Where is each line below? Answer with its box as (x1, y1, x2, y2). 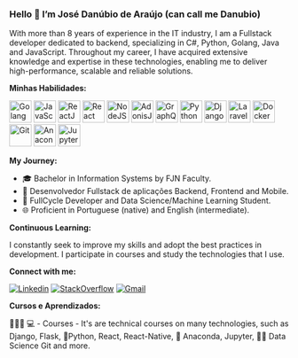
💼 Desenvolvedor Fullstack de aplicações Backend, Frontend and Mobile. (21, 186, 289, 197)
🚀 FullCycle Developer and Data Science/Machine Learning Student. (21, 195, 271, 206)
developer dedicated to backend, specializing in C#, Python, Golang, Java (9, 37, 279, 48)
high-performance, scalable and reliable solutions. (9, 66, 193, 76)
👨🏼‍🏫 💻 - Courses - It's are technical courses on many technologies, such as (9, 318, 289, 329)
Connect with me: (9, 266, 77, 277)
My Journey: (9, 155, 58, 167)
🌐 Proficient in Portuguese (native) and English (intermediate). (21, 205, 250, 215)
